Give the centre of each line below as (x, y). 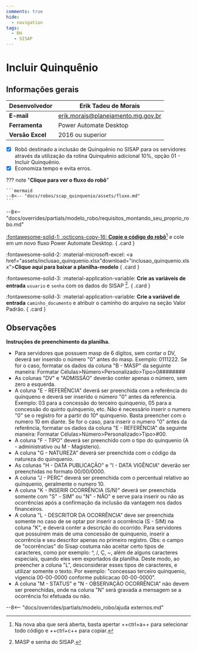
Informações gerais (43, 89)
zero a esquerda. (35, 384)
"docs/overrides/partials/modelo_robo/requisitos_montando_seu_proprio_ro (98, 218)
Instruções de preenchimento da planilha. (58, 342)
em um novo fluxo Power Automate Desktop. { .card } (70, 243)
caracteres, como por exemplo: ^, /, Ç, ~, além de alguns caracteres (96, 552)
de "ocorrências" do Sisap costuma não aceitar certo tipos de (89, 547)
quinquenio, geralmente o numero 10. (60, 484)
